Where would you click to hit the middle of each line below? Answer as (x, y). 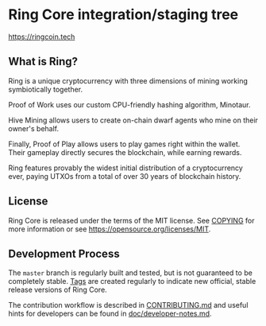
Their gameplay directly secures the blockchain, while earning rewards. (125, 152)
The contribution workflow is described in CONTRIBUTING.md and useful (128, 305)
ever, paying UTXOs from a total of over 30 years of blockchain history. (125, 176)
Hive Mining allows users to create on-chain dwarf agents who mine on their (133, 120)
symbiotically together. (46, 89)
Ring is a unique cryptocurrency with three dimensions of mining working (128, 80)
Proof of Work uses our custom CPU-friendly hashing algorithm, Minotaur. (130, 104)
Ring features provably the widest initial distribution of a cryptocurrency (126, 168)
